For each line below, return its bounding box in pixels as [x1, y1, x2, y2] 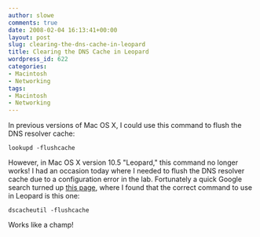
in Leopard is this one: [8, 191, 80, 201]
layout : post [8, 33, 51, 42]
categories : [8, 63, 47, 71]
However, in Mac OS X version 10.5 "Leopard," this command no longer [8, 158, 238, 167]
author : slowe [8, 11, 55, 20]
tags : [8, 84, 26, 93]
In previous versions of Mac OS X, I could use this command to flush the [8, 121, 242, 130]
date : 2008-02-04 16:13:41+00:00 [8, 26, 118, 34]
